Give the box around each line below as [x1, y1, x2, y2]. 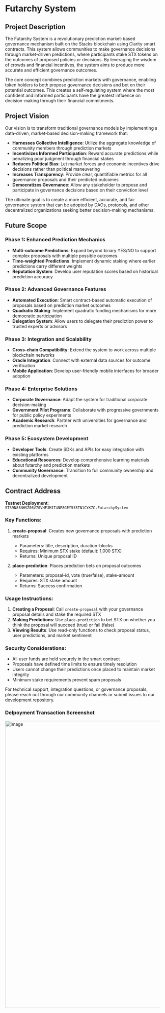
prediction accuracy [12, 273, 53, 279]
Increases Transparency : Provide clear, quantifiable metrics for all [12, 171, 147, 177]
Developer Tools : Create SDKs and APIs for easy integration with [12, 446, 144, 452]
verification [12, 363, 35, 369]
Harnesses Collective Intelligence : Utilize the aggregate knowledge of [12, 140, 156, 146]
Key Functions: [5, 517, 42, 524]
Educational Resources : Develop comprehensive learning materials [12, 457, 150, 463]
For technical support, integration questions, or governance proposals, [5, 686, 148, 692]
